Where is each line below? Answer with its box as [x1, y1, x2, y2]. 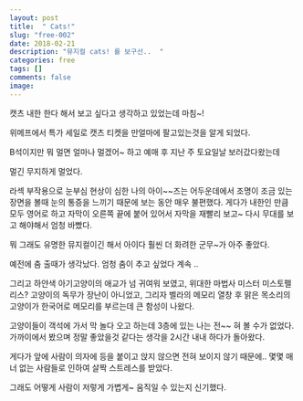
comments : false [9, 73, 71, 82]
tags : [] [9, 65, 43, 74]
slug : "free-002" [9, 30, 76, 39]
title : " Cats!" [9, 22, 76, 31]
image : [9, 81, 35, 90]
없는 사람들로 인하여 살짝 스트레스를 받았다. [18, 362, 173, 373]
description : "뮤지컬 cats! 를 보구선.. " [9, 47, 164, 57]
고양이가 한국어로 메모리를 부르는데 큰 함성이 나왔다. [9, 301, 194, 311]
